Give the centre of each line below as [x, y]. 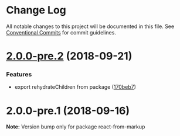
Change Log [36, 10]
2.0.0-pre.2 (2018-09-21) [69, 56]
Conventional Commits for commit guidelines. [61, 32]
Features [19, 75]
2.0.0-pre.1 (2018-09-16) [68, 111]
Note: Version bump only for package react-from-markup [76, 127]
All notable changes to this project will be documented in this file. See [90, 26]
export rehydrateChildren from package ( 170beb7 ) [75, 87]
